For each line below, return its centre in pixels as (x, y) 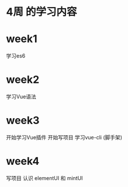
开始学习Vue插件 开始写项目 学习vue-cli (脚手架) (64, 137)
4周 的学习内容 (41, 12)
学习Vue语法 (21, 97)
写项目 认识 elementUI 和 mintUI (44, 178)
